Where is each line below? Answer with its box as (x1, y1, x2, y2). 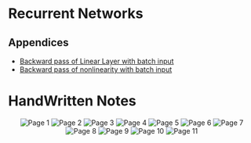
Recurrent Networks (8, 5, 144, 23)
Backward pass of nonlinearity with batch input (19, 65, 173, 74)
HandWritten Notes (8, 92, 136, 110)
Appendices (8, 36, 69, 49)
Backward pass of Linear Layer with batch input (19, 56, 174, 66)
